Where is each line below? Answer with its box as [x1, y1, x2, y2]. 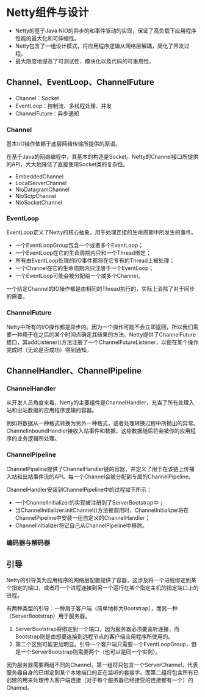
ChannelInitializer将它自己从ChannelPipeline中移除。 [15, 522, 148, 529]
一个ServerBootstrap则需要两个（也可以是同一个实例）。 [20, 648, 161, 655]
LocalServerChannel [15, 180, 67, 187]
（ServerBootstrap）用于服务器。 [6, 612, 90, 620]
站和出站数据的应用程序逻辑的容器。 [6, 407, 98, 414]
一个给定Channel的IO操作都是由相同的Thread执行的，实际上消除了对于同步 [6, 285, 195, 293]
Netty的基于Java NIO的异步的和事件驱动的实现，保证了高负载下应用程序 [15, 27, 197, 34]
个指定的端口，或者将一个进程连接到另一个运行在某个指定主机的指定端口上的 [6, 584, 199, 591]
